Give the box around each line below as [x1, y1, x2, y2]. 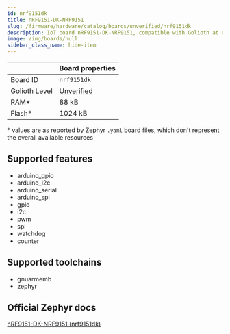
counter [16, 237, 40, 245]
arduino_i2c [16, 179, 51, 187]
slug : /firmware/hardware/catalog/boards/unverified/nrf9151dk [7, 23, 192, 29]
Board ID [10, 75, 39, 84]
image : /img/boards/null [7, 36, 78, 42]
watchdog [16, 229, 46, 237]
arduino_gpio [16, 171, 54, 179]
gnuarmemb [16, 274, 52, 283]
